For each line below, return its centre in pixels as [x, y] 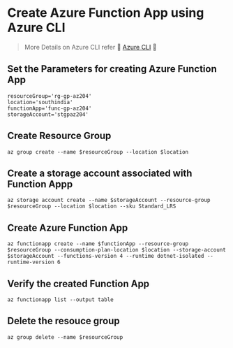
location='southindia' [40, 102]
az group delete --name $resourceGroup [65, 337]
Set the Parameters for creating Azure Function [112, 69]
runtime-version [31, 262]
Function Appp [40, 184]
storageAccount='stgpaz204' [48, 114]
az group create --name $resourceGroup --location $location [98, 152]
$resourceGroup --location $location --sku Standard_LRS [92, 206]
